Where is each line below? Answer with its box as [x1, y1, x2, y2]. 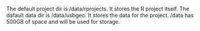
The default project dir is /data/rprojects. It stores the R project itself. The [6, 5, 190, 12]
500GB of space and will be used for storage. [6, 18, 120, 25]
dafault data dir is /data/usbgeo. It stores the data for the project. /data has [6, 12, 194, 19]
